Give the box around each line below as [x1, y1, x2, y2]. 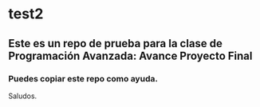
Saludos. [8, 91, 37, 101]
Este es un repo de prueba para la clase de [8, 37, 223, 50]
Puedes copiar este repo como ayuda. [8, 73, 158, 84]
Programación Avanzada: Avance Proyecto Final [8, 49, 253, 62]
